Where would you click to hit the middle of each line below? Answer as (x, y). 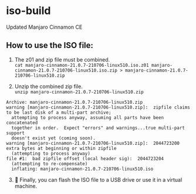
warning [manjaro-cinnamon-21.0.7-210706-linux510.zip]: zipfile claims (98, 107)
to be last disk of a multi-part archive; (59, 113)
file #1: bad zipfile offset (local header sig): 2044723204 (85, 159)
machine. (26, 186)
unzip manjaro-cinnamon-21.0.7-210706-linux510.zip (79, 92)
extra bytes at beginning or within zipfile (61, 148)
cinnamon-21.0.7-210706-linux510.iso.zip (66, 70)
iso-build (28, 11)
